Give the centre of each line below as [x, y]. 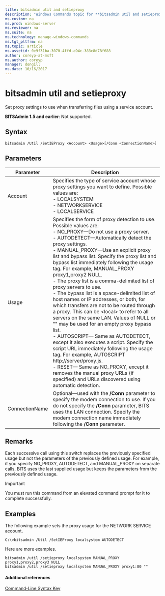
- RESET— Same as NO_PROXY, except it [101, 367]
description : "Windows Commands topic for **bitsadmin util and [72, 14]
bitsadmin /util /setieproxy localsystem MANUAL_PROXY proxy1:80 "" [77, 567]
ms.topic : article [24, 46]
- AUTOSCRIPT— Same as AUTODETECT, [102, 336]
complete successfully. [28, 498]
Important [15, 484]
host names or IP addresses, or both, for [99, 299]
